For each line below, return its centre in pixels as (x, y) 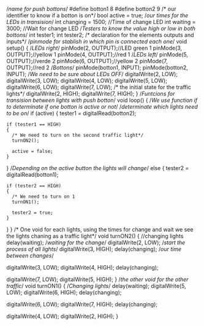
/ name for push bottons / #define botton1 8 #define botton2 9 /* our (91, 9)
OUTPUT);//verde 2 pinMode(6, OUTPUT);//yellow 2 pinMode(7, (87, 61)
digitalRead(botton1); (32, 175)
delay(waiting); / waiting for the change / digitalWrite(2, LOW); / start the (96, 243)
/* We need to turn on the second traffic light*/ (78, 135)
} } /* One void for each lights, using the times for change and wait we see (100, 229)
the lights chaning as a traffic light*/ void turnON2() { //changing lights (95, 236)
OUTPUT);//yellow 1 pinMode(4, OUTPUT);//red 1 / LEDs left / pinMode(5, (97, 54)
